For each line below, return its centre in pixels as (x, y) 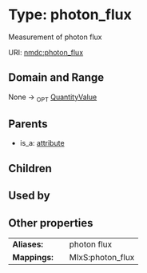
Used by (29, 196)
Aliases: (28, 244)
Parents (28, 124)
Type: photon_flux (70, 15)
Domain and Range (56, 78)
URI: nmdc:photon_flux (46, 52)
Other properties (51, 223)
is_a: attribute (42, 143)
